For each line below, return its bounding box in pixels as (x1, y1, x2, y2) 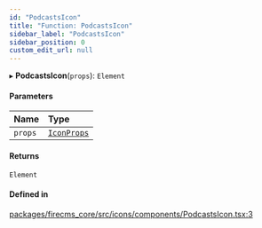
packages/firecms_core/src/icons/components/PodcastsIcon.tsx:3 (9, 208, 253, 219)
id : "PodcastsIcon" (9, 12, 82, 22)
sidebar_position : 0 (9, 37, 86, 47)
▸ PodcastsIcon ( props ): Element (9, 70, 126, 81)
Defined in (9, 189, 49, 200)
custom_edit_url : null (9, 46, 93, 55)
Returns (9, 150, 40, 161)
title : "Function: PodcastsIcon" (9, 21, 133, 30)
